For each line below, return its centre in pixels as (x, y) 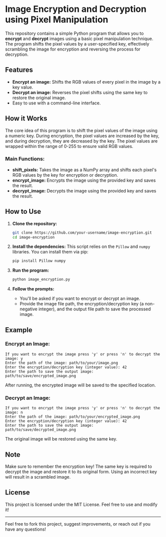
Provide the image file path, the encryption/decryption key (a (82, 304)
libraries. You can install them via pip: (50, 252)
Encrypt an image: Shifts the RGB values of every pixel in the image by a (86, 82)
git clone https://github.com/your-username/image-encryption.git (82, 233)
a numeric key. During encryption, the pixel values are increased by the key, (82, 136)
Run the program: (31, 270)
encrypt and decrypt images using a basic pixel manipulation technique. (79, 39)
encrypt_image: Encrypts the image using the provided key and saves (84, 180)
